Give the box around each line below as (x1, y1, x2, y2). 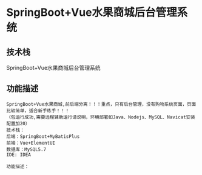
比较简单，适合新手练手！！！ (6, 108, 70, 114)
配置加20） (6, 120, 30, 126)
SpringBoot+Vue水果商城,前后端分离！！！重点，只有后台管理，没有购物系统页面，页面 (6, 101, 196, 107)
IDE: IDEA (6, 151, 32, 158)
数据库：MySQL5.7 (6, 146, 47, 153)
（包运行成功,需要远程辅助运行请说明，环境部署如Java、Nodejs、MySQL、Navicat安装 (6, 114, 195, 120)
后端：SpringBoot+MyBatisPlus (6, 133, 80, 140)
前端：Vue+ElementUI (6, 140, 56, 146)
